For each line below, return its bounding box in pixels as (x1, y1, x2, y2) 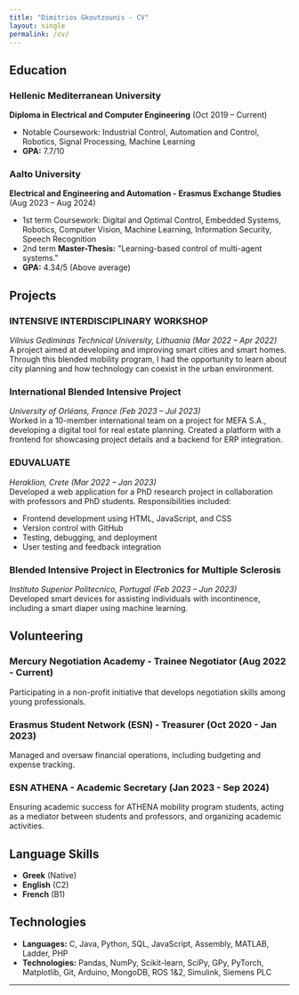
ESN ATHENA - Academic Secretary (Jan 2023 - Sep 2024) (9, 781, 270, 794)
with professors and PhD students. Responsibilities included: (9, 495, 231, 506)
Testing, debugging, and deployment (21, 532, 158, 542)
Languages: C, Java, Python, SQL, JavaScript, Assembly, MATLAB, (21, 938, 270, 949)
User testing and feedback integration (21, 541, 162, 552)
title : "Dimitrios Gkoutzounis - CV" (9, 12, 149, 22)
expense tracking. (9, 759, 76, 770)
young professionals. (9, 696, 86, 706)
